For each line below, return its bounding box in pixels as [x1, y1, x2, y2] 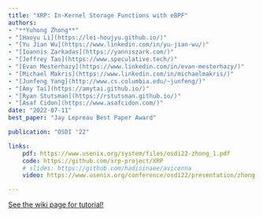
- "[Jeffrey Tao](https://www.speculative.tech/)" [8, 56, 178, 64]
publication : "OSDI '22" [8, 128, 90, 136]
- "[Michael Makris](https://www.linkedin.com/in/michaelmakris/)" [8, 70, 235, 78]
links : [8, 142, 30, 150]
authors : [8, 19, 37, 27]
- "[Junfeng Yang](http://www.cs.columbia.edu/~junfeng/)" [8, 77, 206, 85]
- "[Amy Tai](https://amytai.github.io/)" [8, 84, 150, 93]
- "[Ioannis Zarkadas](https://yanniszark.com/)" [8, 48, 175, 56]
